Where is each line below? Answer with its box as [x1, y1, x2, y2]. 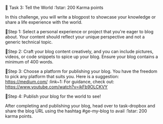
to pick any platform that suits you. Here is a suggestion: [5, 74, 119, 79]
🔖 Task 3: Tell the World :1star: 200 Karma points [5, 5, 104, 10]
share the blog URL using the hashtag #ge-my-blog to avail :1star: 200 [5, 108, 147, 114]
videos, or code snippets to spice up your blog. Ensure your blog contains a [5, 54, 158, 60]
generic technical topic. [5, 39, 53, 45]
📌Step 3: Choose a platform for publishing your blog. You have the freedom [5, 68, 158, 74]
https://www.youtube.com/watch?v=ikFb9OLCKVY [5, 84, 108, 90]
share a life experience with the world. [5, 20, 82, 25]
